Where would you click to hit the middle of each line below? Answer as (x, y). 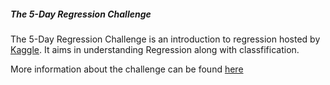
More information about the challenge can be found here (127, 69)
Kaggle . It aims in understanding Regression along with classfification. (155, 49)
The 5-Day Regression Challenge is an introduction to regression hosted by (165, 39)
